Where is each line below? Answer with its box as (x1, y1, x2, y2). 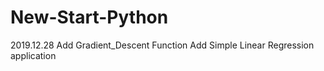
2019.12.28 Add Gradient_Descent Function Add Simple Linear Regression (10, 39, 315, 51)
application (10, 49, 57, 61)
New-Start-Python (10, 6, 169, 29)
